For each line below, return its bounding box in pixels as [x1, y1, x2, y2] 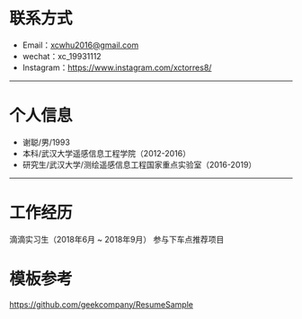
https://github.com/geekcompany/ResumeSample [9, 298, 193, 310]
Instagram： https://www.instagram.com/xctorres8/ [22, 62, 212, 73]
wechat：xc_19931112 [22, 50, 102, 61]
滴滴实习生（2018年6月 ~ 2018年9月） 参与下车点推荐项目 [9, 234, 225, 244]
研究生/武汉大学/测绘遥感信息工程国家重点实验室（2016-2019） [22, 159, 257, 170]
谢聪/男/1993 [22, 137, 70, 147]
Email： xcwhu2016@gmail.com [22, 40, 139, 50]
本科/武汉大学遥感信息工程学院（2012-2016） [22, 147, 191, 158]
